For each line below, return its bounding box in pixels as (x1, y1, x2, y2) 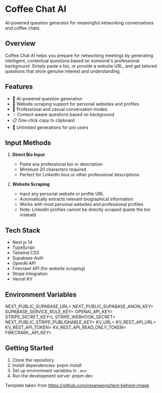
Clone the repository (12, 357, 54, 363)
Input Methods (5, 138, 51, 147)
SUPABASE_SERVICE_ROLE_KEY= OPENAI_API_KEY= (5, 309, 113, 314)
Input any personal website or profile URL (19, 191, 104, 197)
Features (5, 82, 33, 91)
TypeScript (12, 244, 35, 250)
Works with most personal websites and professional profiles (19, 201, 144, 207)
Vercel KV (12, 276, 33, 282)
